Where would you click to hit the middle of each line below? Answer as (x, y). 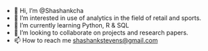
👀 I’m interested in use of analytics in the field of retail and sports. (107, 18)
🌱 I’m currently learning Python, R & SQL (71, 25)
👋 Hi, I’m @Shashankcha (49, 11)
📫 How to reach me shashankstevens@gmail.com (86, 40)
